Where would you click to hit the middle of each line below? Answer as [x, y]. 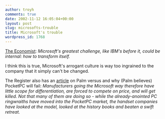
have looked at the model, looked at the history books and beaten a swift [80, 107]
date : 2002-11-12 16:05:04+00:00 [39, 19]
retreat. [13, 112]
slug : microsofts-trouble [32, 28]
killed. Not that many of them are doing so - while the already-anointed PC [81, 96]
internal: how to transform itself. [38, 56]
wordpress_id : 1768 [25, 37]
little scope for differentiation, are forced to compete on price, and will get [80, 91]
